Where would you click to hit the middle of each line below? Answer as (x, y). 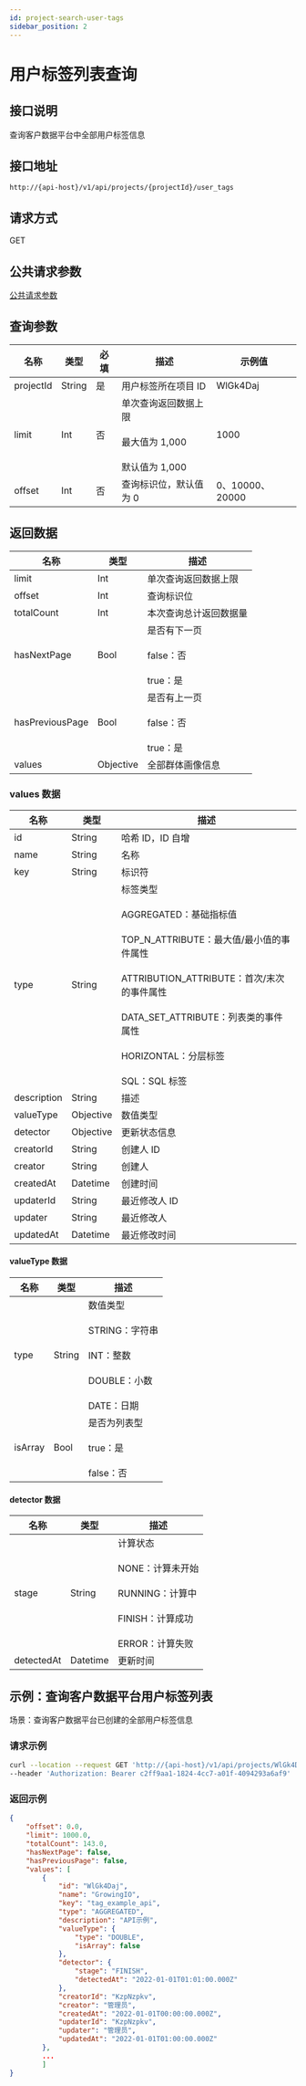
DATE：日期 (113, 1406)
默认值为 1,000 (154, 466)
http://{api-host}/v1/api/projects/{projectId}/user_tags (122, 188)
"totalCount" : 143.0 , (66, 1844)
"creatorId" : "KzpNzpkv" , (107, 1997)
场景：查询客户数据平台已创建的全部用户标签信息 (101, 1720)
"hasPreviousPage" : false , (77, 1861)
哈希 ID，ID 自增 (156, 838)
